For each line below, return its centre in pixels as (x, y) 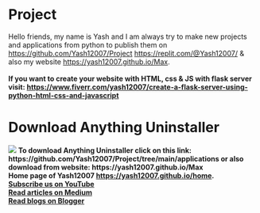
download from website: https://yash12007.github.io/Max (106, 167)
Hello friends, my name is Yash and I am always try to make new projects (128, 36)
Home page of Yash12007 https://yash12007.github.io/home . (111, 175)
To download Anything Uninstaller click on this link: (105, 150)
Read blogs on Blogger (47, 200)
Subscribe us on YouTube (51, 184)
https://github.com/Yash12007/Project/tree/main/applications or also (126, 158)
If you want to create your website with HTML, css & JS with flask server (130, 78)
